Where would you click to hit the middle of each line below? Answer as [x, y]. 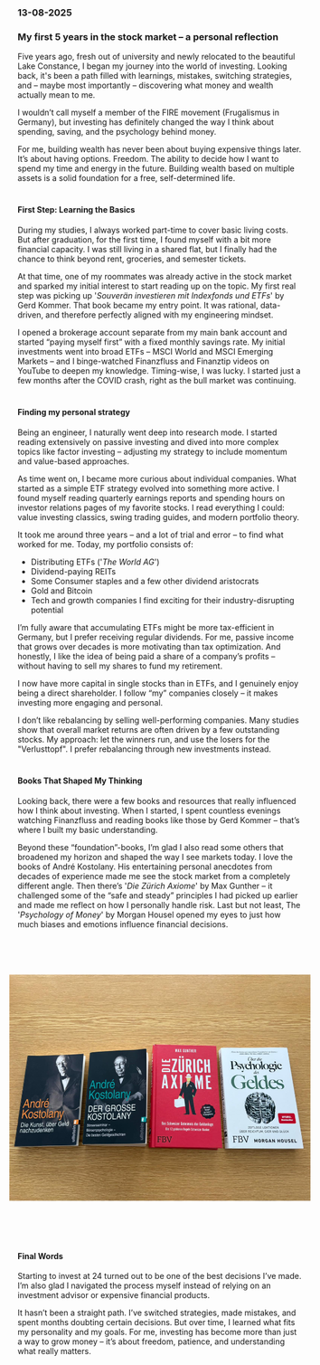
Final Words [41, 1256]
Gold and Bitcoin [61, 591]
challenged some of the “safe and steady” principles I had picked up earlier [158, 895]
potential [47, 610]
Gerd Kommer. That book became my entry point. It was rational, [138, 306]
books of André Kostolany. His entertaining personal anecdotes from [145, 867]
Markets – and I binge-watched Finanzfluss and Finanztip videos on [144, 361]
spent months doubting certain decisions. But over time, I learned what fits [156, 1322]
